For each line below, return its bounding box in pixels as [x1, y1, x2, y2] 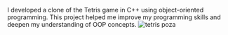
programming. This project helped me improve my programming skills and [7, 13, 221, 21]
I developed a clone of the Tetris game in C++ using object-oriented [7, 6, 204, 14]
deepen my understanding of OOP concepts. [7, 21, 137, 28]
